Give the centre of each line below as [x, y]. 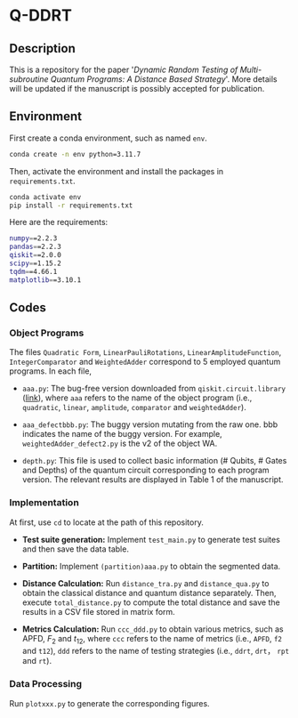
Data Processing [46, 684]
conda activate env [45, 197]
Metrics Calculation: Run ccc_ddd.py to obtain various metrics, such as [153, 629]
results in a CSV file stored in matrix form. [98, 611]
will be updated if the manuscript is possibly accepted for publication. [137, 89]
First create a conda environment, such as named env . [108, 138]
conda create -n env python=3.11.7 [75, 154]
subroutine [29, 79]
